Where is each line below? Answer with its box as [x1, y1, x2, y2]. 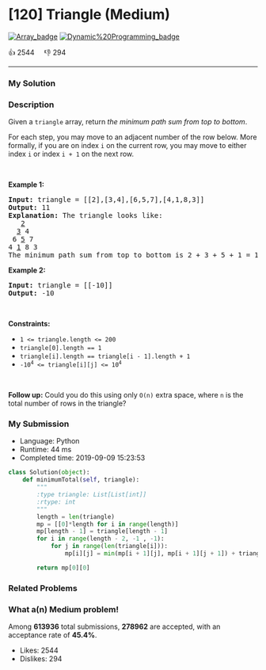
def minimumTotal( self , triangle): [22, 476, 140, 484]
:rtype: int [36, 497, 77, 506]
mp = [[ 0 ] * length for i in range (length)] [36, 520, 179, 528]
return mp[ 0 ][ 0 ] [36, 564, 90, 572]
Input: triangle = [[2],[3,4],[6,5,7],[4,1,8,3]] [8, 196, 205, 204]
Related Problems [8, 582, 78, 593]
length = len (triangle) [36, 512, 115, 520]
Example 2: [8, 265, 46, 275]
